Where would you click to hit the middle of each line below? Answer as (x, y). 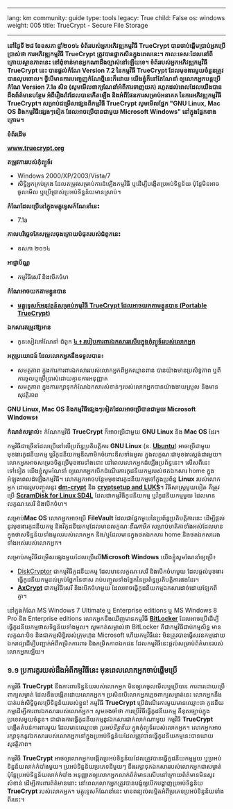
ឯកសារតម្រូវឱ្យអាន (29, 327)
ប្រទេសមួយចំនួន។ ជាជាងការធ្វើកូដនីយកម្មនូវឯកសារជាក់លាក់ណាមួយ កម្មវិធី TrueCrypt (110, 719)
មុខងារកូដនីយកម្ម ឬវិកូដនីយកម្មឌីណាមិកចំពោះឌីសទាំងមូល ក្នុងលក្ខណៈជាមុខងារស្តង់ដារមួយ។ (114, 454)
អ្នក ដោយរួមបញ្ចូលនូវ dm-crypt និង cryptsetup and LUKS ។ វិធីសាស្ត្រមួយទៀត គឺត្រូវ (114, 487)
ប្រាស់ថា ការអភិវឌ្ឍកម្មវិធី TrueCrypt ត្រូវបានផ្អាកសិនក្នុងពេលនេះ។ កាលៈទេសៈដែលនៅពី (110, 54)
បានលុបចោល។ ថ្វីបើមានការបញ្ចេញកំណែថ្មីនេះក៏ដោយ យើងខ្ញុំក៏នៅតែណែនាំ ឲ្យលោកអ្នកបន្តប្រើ (114, 78)
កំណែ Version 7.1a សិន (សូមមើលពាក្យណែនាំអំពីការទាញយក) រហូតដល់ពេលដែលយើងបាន (114, 87)
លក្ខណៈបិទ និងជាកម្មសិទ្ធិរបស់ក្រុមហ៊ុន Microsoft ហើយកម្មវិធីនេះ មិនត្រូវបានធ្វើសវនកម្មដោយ (116, 635)
